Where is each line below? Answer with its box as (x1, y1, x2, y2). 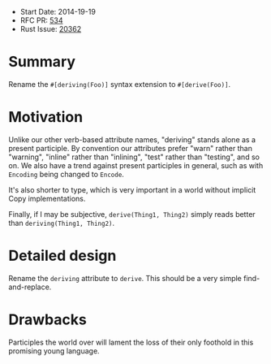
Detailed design (8, 247, 117, 265)
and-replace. (8, 282, 52, 292)
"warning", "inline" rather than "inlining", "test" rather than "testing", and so (8, 152, 260, 162)
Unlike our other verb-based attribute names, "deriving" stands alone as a (8, 134, 256, 145)
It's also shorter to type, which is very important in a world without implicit (8, 184, 256, 194)
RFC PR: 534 (19, 15, 63, 25)
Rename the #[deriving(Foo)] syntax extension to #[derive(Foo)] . (8, 79, 231, 89)
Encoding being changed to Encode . (8, 169, 124, 179)
